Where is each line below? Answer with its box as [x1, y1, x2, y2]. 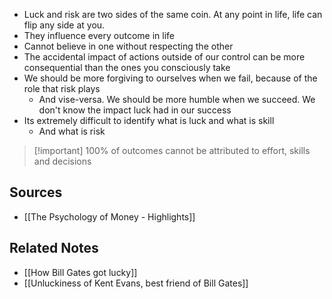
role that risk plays [23, 83, 101, 94]
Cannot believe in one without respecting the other [23, 40, 234, 52]
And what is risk [38, 125, 106, 137]
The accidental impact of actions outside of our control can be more [23, 51, 306, 63]
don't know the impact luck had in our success [38, 104, 232, 116]
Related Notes [9, 240, 99, 257]
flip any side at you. [23, 19, 106, 31]
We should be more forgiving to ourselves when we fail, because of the [23, 72, 318, 84]
